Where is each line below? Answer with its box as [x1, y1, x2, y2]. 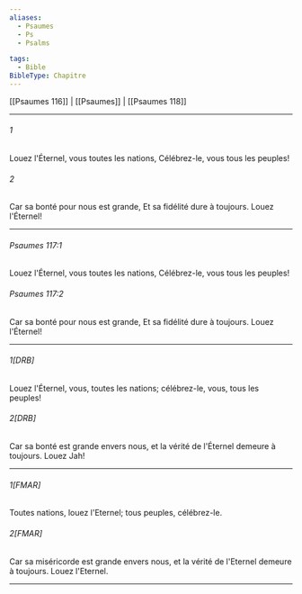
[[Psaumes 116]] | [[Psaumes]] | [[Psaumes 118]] [9, 95, 187, 106]
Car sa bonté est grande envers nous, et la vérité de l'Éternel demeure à [9, 441, 276, 452]
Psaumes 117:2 [9, 289, 65, 300]
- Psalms [17, 38, 50, 48]
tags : [9, 55, 30, 64]
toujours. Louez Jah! [9, 451, 85, 462]
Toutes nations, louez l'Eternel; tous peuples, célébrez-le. [9, 508, 223, 518]
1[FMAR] [9, 479, 41, 490]
